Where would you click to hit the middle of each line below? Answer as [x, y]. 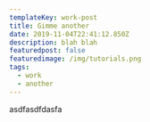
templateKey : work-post [54, 17]
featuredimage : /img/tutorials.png [75, 59]
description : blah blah [54, 42]
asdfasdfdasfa [36, 109]
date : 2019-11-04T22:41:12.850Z [69, 34]
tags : [19, 68]
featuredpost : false [48, 51]
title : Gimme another [50, 26]
